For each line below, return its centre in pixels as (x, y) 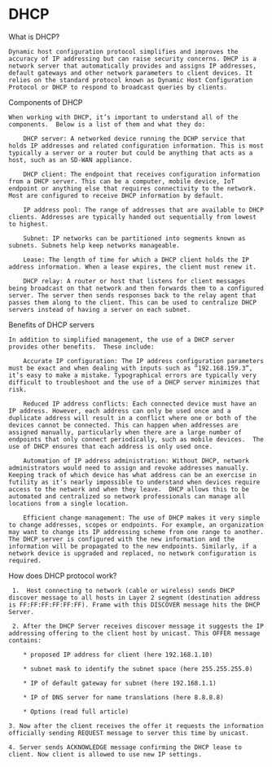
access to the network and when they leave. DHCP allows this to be (129, 489)
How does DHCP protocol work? (63, 576)
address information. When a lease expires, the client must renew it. (132, 267)
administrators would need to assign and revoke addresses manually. (129, 468)
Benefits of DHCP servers (52, 324)
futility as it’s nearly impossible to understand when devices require (134, 482)
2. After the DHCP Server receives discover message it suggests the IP (138, 626)
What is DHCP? (34, 37)
